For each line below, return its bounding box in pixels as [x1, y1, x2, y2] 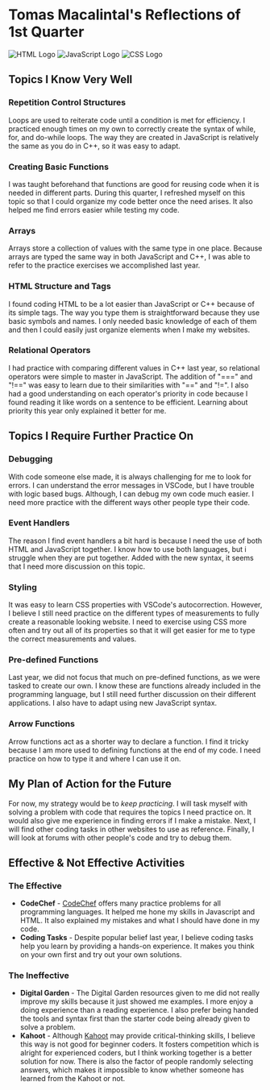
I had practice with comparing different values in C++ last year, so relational [8, 363, 260, 372]
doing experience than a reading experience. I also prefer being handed [19, 1005, 259, 1015]
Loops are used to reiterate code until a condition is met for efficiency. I [8, 115, 246, 125]
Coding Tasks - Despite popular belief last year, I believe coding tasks [19, 933, 254, 943]
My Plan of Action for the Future [8, 777, 172, 791]
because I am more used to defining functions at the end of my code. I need [8, 745, 261, 755]
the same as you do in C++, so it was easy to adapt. [8, 141, 181, 151]
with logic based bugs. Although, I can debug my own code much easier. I [8, 489, 255, 499]
